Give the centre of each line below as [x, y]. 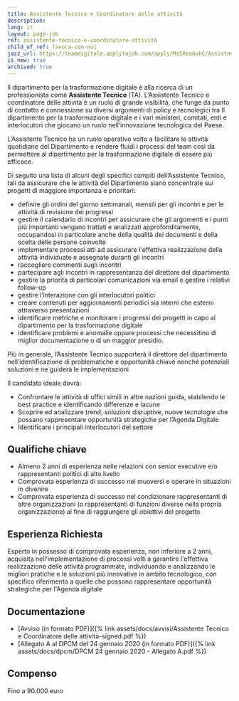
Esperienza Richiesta [55, 534]
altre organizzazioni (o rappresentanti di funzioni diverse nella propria [119, 504]
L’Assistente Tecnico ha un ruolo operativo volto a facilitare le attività [108, 139]
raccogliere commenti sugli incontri [69, 265]
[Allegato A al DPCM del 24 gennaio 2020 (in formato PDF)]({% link [116, 644]
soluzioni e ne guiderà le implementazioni [68, 369]
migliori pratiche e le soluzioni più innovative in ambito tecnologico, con [112, 574]
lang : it [20, 27]
